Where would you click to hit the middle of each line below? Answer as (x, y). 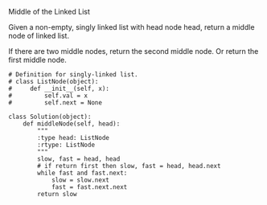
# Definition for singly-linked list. (73, 75)
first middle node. (37, 60)
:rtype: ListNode (66, 145)
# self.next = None (55, 103)
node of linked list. (39, 36)
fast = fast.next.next (89, 187)
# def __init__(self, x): (59, 88)
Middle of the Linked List (49, 12)
